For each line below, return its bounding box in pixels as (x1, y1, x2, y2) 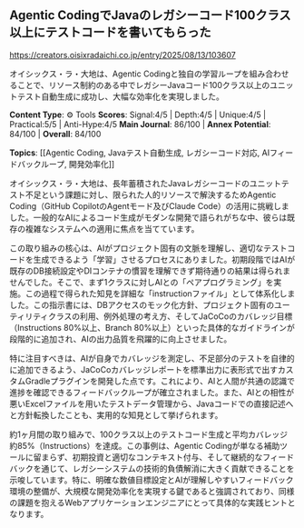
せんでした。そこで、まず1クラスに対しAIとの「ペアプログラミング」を (9, 276, 274, 287)
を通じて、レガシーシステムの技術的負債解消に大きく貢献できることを (33, 463, 295, 473)
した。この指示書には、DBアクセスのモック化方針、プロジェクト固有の (9, 299, 275, 310)
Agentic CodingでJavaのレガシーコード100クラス (9, 7, 292, 24)
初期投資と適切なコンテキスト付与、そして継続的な (72, 452, 263, 463)
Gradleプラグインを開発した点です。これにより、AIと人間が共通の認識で (25, 375, 295, 386)
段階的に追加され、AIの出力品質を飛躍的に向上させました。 (9, 334, 232, 344)
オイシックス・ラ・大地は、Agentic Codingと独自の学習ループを (9, 68, 250, 79)
